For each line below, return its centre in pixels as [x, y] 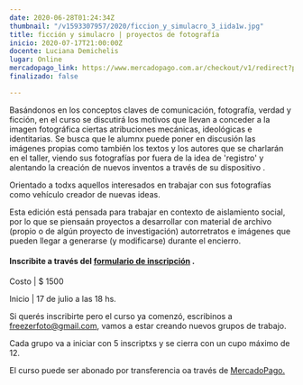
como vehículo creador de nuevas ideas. [85, 194]
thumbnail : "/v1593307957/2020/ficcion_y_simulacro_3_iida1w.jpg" [137, 26]
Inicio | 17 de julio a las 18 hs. [63, 298]
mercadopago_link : [44, 69]
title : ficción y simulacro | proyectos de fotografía [115, 34]
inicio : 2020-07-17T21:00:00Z [66, 43]
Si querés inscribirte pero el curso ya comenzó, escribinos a [121, 316]
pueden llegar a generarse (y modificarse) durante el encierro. [125, 241]
